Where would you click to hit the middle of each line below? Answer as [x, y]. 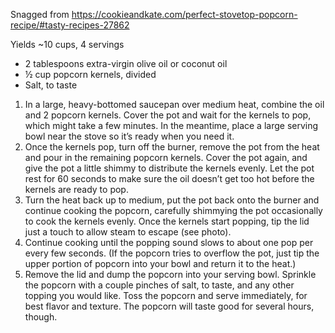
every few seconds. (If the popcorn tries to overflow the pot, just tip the [172, 253]
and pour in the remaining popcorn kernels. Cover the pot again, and [166, 157]
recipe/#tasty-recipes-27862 [70, 25]
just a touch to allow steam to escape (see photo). [128, 232]
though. [41, 317]
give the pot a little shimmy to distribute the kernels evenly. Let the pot [169, 168]
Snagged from [40, 14]
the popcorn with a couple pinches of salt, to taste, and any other [159, 285]
